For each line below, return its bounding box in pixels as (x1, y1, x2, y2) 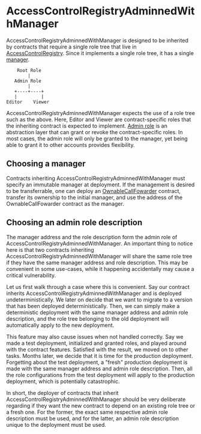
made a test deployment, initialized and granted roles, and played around (6, 339, 187, 346)
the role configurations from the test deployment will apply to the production (6, 371, 195, 378)
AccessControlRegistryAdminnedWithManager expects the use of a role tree (6, 109, 195, 116)
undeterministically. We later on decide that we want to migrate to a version (6, 296, 193, 303)
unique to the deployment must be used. (6, 421, 107, 428)
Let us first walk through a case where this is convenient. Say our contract (6, 283, 190, 290)
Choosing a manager (6, 159, 86, 169)
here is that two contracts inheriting (6, 246, 94, 253)
